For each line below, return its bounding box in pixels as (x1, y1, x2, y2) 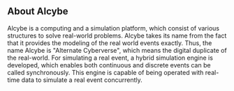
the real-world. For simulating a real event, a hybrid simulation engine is (7, 53, 213, 62)
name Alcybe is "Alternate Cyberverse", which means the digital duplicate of (7, 46, 227, 54)
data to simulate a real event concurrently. (21, 76, 143, 84)
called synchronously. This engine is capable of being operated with (7, 68, 204, 76)
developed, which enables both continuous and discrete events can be (7, 60, 211, 69)
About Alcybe (7, 6, 68, 17)
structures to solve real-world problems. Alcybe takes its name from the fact (7, 31, 227, 40)
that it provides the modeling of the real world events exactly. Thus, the (7, 38, 212, 47)
